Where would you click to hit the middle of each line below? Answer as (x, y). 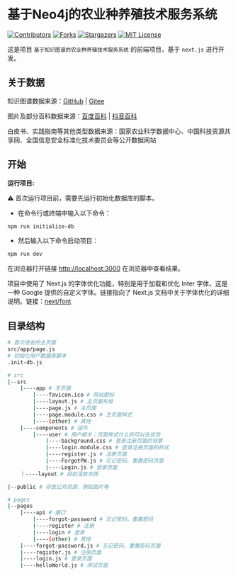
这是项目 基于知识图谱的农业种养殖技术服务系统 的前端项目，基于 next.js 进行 (113, 49)
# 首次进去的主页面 (32, 343)
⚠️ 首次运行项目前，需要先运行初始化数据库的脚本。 (83, 198)
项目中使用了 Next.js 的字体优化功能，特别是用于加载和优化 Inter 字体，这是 (118, 283)
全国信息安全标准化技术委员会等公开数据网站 (91, 140)
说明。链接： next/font (39, 301)
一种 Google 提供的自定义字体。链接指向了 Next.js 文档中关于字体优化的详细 (118, 293)
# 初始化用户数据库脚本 (37, 356)
